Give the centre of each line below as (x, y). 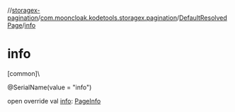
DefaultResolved (204, 18)
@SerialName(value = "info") (50, 87)
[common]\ (24, 73)
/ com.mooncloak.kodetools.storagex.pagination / (109, 18)
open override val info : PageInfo (54, 101)
